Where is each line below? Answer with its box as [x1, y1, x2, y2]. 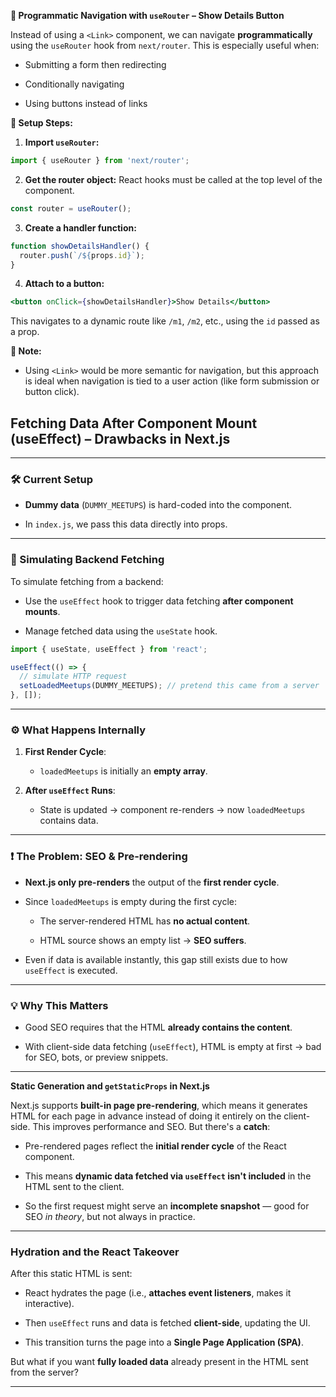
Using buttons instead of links [24, 98, 148, 109]
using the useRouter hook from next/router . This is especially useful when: [10, 40, 320, 51]
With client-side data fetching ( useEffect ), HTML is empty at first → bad [24, 1040, 322, 1052]
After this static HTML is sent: [10, 1268, 133, 1280]
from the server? [10, 1366, 79, 1379]
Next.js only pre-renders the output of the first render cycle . [24, 876, 280, 888]
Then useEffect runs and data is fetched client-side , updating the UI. [24, 1317, 311, 1329]
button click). [24, 386, 80, 398]
